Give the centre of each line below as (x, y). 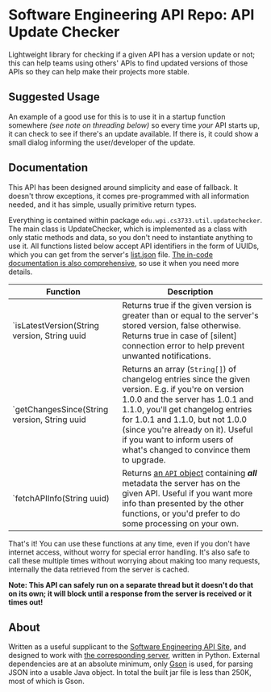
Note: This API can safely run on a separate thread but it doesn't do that (131, 584)
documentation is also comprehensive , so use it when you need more (124, 263)
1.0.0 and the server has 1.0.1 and (188, 399)
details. (21, 272)
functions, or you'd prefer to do (181, 513)
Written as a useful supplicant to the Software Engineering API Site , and (127, 647)
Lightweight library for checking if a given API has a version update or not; (132, 54)
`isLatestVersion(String (56, 325)
